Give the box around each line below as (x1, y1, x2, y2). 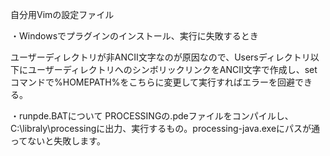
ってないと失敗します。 (10, 135, 106, 147)
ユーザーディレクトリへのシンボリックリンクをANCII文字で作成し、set (27, 64, 318, 75)
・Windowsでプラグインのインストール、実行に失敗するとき (10, 30, 259, 42)
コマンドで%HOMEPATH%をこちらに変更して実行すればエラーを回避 (10, 76, 296, 88)
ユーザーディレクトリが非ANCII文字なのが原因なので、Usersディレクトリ (10, 51, 311, 63)
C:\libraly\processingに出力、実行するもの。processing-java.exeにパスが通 (10, 123, 321, 134)
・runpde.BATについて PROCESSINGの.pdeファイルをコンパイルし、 (10, 110, 294, 122)
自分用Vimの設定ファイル (10, 9, 115, 20)
